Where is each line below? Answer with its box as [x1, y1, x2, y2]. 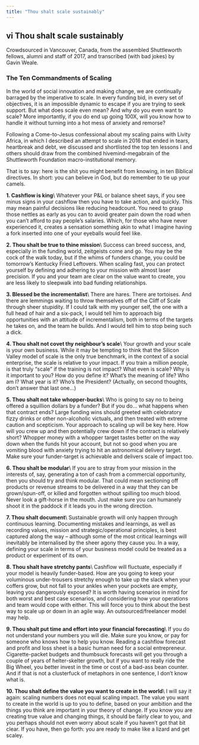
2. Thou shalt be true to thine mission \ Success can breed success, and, [6, 241, 186, 248]
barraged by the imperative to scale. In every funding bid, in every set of [6, 93, 184, 101]
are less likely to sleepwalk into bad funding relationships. [6, 279, 147, 286]
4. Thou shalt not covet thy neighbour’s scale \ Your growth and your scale [6, 340, 191, 347]
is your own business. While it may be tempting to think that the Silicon [6, 346, 179, 353]
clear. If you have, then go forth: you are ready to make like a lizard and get [6, 725, 190, 733]
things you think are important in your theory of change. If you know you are [6, 706, 193, 713]
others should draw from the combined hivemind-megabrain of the [6, 149, 170, 156]
